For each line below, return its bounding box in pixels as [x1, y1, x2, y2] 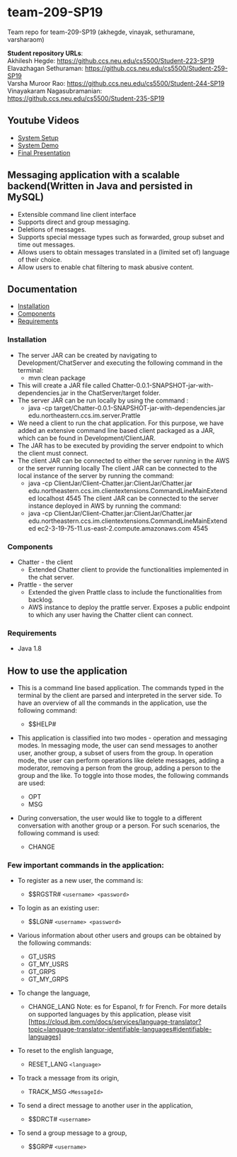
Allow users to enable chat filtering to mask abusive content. [17, 263, 195, 271]
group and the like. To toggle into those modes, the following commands [17, 772, 229, 780]
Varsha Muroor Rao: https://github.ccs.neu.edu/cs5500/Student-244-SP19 [7, 79, 225, 87]
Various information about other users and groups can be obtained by [17, 931, 221, 939]
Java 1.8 [17, 644, 42, 653]
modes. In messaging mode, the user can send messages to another [17, 741, 218, 750]
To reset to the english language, [17, 1046, 114, 1055]
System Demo [17, 141, 59, 149]
